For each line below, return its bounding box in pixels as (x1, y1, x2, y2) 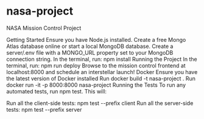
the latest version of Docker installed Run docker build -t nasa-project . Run (6, 75, 196, 82)
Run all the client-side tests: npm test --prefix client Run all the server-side (6, 99, 194, 107)
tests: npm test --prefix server (6, 106, 82, 113)
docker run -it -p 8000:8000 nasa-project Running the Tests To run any (6, 81, 186, 89)
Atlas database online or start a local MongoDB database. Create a (6, 42, 174, 50)
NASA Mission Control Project (6, 24, 82, 32)
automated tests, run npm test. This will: (6, 87, 107, 95)
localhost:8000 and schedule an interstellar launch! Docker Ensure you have (6, 68, 198, 75)
